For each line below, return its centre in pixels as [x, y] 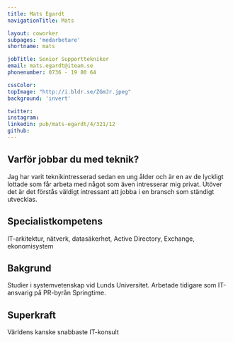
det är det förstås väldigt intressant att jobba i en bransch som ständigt [111, 191]
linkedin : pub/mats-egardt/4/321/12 [61, 125]
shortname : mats [31, 47]
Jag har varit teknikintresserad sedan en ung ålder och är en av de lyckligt [116, 176]
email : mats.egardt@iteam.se [50, 66]
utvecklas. [22, 199]
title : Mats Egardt [36, 14]
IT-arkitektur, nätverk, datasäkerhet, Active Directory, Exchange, [101, 239]
